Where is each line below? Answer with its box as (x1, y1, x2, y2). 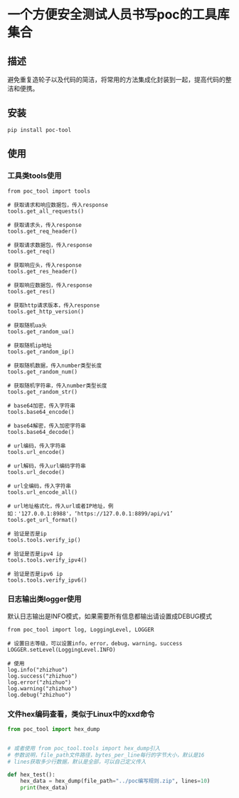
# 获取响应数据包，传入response (7, 281, 92, 289)
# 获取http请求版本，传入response (7, 301, 100, 309)
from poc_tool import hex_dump (7, 726, 100, 733)
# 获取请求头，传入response (7, 221, 82, 228)
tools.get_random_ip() (7, 348, 75, 355)
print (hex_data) (20, 784, 69, 792)
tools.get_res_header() (7, 268, 78, 275)
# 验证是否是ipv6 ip (7, 570, 63, 577)
